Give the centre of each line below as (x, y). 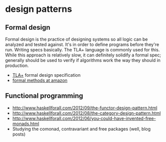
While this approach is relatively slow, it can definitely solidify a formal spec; (83, 55)
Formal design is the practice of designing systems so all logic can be (77, 39)
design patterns (39, 9)
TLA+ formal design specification (46, 75)
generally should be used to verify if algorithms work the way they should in (83, 60)
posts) (19, 134)
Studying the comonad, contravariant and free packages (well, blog (81, 129)
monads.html (26, 123)
